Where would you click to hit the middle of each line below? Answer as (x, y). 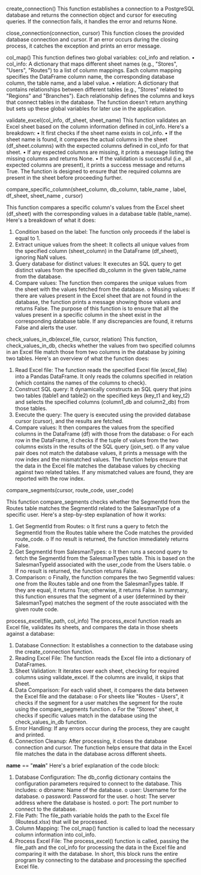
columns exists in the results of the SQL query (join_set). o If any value (102, 447)
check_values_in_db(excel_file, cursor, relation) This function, (82, 339)
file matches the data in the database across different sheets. (91, 754)
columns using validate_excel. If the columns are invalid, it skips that (99, 677)
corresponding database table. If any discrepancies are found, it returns (104, 321)
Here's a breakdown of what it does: (51, 220)
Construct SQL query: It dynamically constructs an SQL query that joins (103, 389)
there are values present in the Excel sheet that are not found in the (98, 296)
